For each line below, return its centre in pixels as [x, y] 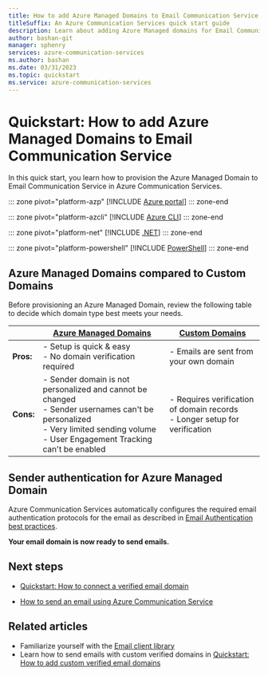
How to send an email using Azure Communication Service [116, 601]
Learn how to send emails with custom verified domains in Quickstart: [134, 654]
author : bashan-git [41, 38]
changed [59, 400]
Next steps [36, 567]
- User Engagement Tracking [98, 440]
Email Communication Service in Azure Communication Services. [115, 186]
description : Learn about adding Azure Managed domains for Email [121, 30]
